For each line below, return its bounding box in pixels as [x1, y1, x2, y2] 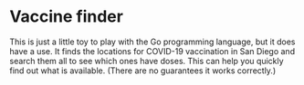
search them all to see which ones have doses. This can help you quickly [9, 55, 285, 66]
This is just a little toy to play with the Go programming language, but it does [9, 36, 296, 47]
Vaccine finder [9, 6, 123, 27]
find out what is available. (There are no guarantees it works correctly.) [9, 65, 277, 76]
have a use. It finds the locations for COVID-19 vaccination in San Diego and [9, 45, 295, 56]
